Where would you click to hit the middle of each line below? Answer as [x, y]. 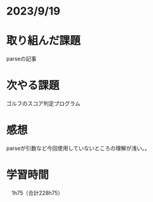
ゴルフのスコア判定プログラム [43, 104]
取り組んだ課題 [44, 41]
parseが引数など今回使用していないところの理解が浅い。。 [78, 148]
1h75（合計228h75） [37, 193]
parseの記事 [21, 59]
